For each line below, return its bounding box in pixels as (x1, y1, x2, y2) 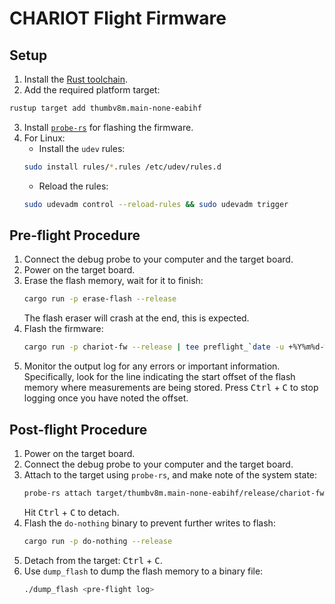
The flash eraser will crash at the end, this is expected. (23, 312, 250, 324)
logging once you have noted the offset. (23, 392, 189, 404)
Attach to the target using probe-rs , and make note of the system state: (23, 469, 318, 481)
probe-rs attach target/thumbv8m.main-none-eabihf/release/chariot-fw (23, 488, 325, 498)
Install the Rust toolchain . (23, 73, 129, 85)
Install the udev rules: (38, 142, 126, 154)
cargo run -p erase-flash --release (23, 294, 177, 304)
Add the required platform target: (23, 84, 161, 96)
